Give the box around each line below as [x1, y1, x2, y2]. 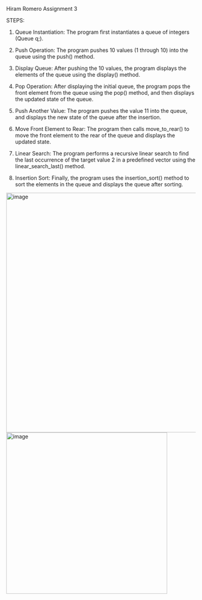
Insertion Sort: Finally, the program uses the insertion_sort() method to [14, 174, 189, 182]
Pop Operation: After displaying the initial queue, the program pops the [14, 83, 191, 90]
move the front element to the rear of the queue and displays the [14, 132, 176, 139]
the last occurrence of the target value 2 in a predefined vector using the [14, 156, 195, 163]
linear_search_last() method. [14, 163, 86, 169]
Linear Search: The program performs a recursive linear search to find [14, 150, 189, 157]
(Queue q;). [14, 35, 44, 42]
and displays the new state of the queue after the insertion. [14, 114, 162, 121]
